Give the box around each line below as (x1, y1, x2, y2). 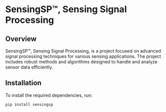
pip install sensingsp (5, 102, 53, 107)
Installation (5, 79, 42, 87)
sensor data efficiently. (5, 64, 53, 70)
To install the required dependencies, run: (5, 92, 93, 98)
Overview (5, 34, 37, 43)
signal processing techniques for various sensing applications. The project (5, 53, 161, 59)
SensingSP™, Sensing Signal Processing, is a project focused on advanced (5, 48, 161, 54)
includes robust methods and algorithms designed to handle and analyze (5, 59, 158, 64)
